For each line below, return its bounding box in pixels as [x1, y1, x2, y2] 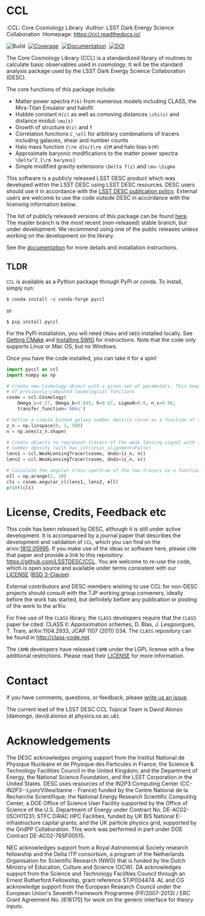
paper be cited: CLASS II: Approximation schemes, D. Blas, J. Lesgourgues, [6, 621, 196, 628]
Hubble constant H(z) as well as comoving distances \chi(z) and [15, 110, 179, 118]
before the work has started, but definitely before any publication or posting [6, 596, 197, 604]
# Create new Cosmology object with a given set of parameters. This [6, 383, 187, 389]
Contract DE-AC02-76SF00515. [6, 832, 85, 839]
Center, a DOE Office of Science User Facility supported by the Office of [6, 800, 188, 807]
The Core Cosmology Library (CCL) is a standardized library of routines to [6, 54, 192, 61]
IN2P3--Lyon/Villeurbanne [6, 787, 73, 794]
